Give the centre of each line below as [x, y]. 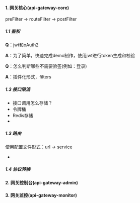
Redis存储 [23, 116]
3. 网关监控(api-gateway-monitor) [41, 195]
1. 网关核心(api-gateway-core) [37, 8]
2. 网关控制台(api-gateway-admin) [42, 183]
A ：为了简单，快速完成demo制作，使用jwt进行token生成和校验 [70, 56]
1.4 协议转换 [18, 169]
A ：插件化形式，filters [28, 77]
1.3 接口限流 [18, 89]
